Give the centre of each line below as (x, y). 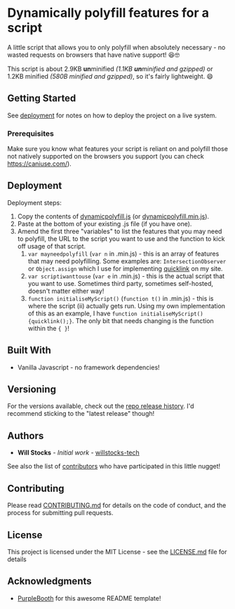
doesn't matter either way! (66, 291)
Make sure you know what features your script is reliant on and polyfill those (117, 149)
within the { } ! (49, 328)
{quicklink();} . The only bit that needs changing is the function (121, 320)
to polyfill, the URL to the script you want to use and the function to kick (121, 238)
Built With (29, 350)
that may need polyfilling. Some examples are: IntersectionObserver (127, 261)
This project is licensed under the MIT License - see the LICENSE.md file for (117, 551)
